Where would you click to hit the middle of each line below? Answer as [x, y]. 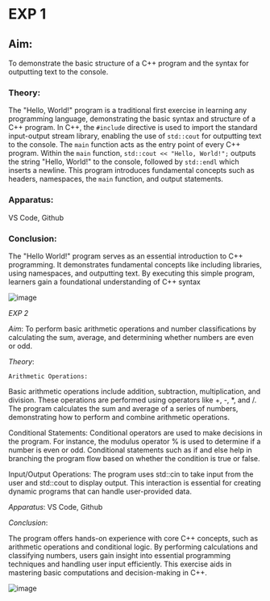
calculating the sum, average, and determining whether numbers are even [131, 337]
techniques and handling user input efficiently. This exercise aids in [120, 564]
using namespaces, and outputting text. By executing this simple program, [132, 273]
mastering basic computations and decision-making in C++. [108, 572]
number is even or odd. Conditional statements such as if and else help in [130, 450]
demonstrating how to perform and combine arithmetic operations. [119, 417]
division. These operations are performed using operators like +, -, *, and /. [133, 400]
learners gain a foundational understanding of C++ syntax [105, 282]
